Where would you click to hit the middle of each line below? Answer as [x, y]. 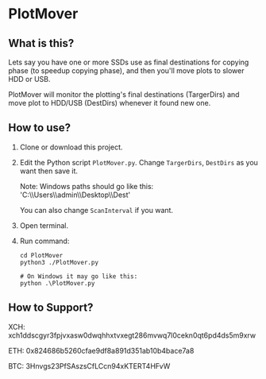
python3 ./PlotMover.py [59, 262]
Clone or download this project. [71, 147]
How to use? [40, 128]
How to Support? [51, 308]
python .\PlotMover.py [57, 283]
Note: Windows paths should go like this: [87, 186]
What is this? [41, 43]
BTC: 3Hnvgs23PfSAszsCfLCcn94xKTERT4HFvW [89, 365]
